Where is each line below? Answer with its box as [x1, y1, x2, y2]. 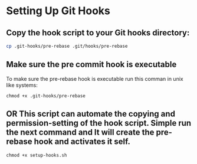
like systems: [6, 81, 38, 88]
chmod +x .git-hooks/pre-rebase [6, 93, 86, 99]
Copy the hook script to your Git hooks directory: [6, 28, 190, 38]
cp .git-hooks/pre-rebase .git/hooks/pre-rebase [6, 43, 128, 49]
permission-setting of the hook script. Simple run [6, 118, 192, 128]
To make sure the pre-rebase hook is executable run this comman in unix [6, 75, 184, 82]
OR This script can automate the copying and [6, 109, 176, 119]
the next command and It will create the [6, 127, 155, 137]
